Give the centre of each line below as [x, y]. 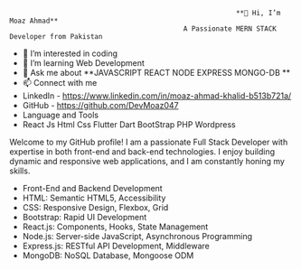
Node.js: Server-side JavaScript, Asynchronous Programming [137, 236]
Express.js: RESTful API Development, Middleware [116, 246]
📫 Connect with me [60, 83]
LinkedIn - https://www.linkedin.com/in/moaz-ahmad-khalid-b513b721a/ [157, 96]
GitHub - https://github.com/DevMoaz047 [100, 105]
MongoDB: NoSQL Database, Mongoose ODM [108, 256]
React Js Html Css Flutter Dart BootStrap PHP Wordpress [129, 125]
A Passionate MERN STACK [230, 29]
